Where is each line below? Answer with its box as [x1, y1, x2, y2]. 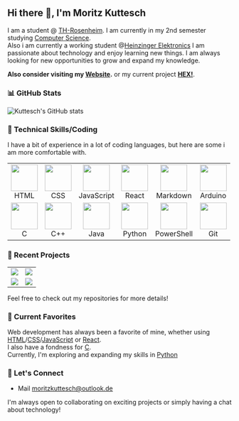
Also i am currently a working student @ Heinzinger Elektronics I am [7, 40, 205, 50]
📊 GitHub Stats [7, 88, 62, 98]
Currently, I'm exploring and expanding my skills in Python [7, 351, 178, 359]
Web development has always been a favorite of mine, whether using [7, 328, 211, 336]
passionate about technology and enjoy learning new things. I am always [7, 48, 221, 57]
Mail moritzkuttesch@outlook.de [17, 384, 114, 393]
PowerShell [155, 229, 193, 239]
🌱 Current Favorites [7, 312, 76, 322]
